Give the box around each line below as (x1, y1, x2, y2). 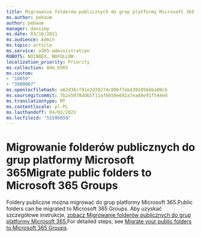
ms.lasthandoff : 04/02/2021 (6, 109, 77, 115)
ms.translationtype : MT (6, 98, 66, 104)
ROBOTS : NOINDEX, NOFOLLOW (6, 53, 74, 59)
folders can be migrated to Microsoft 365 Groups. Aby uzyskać (6, 205, 162, 212)
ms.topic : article (6, 43, 52, 49)
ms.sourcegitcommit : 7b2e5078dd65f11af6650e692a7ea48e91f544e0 (6, 92, 168, 98)
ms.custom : (6, 70, 34, 76)
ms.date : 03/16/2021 (6, 31, 58, 37)
